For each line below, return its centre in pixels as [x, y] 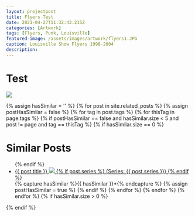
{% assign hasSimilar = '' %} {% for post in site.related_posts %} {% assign [97, 105]
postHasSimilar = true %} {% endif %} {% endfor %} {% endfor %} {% [100, 190]
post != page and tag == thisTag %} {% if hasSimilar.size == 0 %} [85, 124]
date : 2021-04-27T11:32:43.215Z [45, 22]
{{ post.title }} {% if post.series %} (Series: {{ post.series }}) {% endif [102, 171]
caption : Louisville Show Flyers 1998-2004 [60, 44]
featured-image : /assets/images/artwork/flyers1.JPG [72, 39]
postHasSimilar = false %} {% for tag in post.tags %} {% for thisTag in [90, 112]
